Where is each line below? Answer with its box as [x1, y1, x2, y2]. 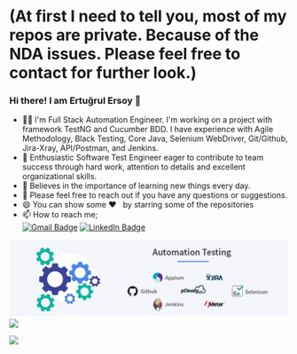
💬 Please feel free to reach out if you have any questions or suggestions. [21, 190, 288, 201]
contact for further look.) [9, 63, 197, 83]
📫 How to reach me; [21, 209, 98, 220]
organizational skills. [21, 171, 98, 182]
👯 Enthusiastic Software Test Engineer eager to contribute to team [21, 153, 264, 163]
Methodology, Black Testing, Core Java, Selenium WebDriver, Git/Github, [21, 133, 288, 144]
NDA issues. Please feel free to [9, 44, 241, 64]
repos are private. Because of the [9, 25, 260, 45]
